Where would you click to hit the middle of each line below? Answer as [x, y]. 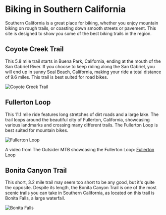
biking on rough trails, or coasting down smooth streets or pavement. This [81, 28]
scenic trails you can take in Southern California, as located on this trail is [80, 193]
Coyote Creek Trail [34, 49]
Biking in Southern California [66, 9]
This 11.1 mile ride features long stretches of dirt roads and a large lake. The [82, 114]
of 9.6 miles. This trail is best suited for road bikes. [56, 77]
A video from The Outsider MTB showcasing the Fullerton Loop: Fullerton [80, 149]
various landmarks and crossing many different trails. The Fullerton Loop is [82, 125]
